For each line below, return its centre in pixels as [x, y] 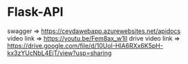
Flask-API [35, 12]
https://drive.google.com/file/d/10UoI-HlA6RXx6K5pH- [85, 45]
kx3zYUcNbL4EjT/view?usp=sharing [59, 53]
